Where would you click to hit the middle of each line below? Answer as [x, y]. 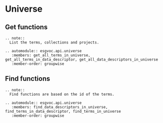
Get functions [26, 27]
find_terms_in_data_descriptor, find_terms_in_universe [63, 111]
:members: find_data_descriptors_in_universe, [60, 107]
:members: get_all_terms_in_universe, [51, 55]
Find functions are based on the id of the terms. [62, 94]
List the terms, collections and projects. [54, 42]
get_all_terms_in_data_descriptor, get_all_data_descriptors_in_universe [82, 60]
